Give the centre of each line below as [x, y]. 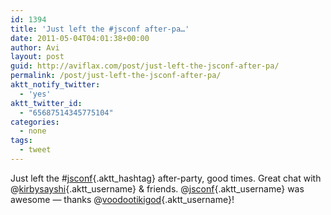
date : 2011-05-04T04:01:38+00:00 [80, 38]
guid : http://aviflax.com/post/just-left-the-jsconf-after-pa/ [145, 66]
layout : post [37, 57]
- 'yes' [35, 94]
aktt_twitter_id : [46, 103]
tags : [21, 141]
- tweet [35, 150]
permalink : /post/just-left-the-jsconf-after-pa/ [116, 76]
